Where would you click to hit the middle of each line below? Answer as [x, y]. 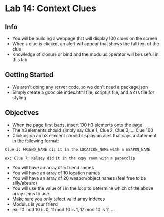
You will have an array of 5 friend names [53, 167]
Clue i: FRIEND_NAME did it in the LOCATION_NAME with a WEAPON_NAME [78, 149]
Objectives [22, 113]
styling [19, 97]
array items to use [30, 193]
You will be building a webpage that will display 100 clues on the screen [85, 38]
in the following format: [36, 141]
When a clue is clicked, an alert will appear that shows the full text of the [86, 44]
